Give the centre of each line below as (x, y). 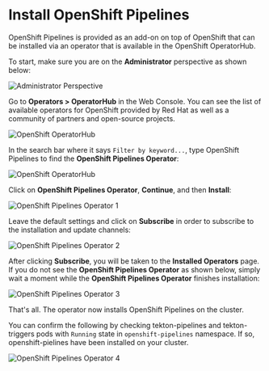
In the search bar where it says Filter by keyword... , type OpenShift (124, 150)
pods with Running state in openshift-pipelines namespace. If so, (145, 334)
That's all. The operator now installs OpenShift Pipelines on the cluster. (126, 310)
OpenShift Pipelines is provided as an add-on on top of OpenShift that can (132, 37)
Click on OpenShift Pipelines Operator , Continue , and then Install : (120, 190)
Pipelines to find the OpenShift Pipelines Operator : (94, 158)
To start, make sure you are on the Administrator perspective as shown (128, 61)
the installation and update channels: (69, 230)
